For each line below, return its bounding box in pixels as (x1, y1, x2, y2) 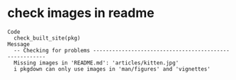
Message (7, 40, 30, 47)
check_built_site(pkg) (13, 34, 81, 42)
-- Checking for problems (13, 47, 91, 54)
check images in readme (7, 5, 154, 21)
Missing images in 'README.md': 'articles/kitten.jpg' (13, 59, 179, 67)
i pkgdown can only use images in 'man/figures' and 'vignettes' (13, 65, 211, 72)
